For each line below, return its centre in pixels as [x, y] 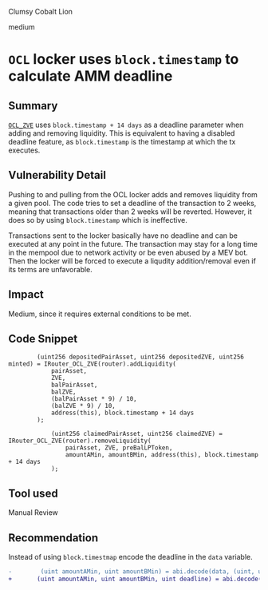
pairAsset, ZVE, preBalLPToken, [119, 448]
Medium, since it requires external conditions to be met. [100, 314]
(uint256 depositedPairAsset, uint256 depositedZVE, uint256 [141, 357]
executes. [24, 150]
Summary [33, 106]
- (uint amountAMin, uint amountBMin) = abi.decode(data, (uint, [132, 572]
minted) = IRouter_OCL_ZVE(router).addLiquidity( [93, 364]
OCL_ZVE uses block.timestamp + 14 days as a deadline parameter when [126, 125]
